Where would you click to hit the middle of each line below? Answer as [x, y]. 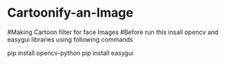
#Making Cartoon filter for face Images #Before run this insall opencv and [113, 32]
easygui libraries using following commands [70, 39]
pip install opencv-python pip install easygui [70, 53]
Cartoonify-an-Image [70, 13]
